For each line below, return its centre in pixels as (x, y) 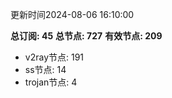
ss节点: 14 (45, 69)
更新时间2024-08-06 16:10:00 (72, 14)
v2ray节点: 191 (54, 57)
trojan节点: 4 (51, 82)
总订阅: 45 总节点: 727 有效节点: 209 (86, 36)
